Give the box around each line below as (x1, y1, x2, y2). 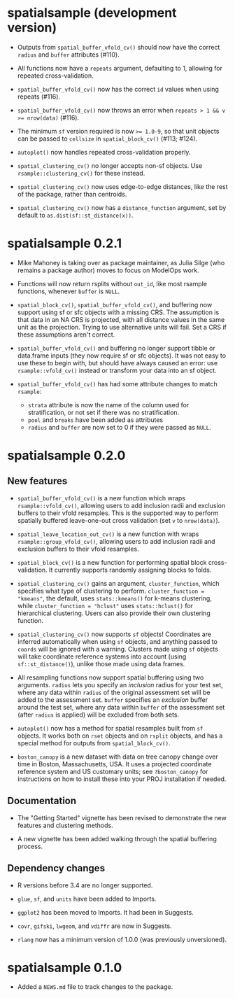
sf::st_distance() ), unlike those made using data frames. (17, 659, 185, 668)
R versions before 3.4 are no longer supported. (17, 880, 153, 890)
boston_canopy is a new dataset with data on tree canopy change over (17, 752, 218, 761)
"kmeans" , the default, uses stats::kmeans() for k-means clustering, (17, 593, 212, 603)
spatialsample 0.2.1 (7, 236, 122, 251)
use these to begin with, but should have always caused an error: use (17, 358, 218, 367)
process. (17, 842, 43, 850)
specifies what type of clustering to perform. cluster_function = (17, 586, 205, 595)
